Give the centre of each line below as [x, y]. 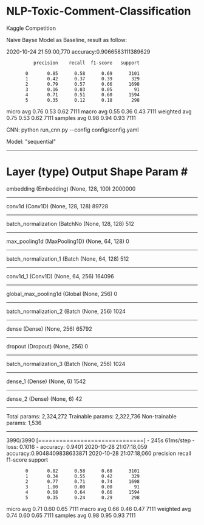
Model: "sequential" [31, 141]
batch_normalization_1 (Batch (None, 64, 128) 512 [68, 259]
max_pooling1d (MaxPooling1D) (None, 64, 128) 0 [68, 241]
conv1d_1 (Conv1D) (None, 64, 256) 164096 [60, 276]
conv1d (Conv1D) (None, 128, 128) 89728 [57, 206]
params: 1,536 [24, 423]
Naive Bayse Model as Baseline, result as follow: [67, 40]
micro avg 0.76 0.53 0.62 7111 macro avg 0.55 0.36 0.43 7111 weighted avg [99, 111]
